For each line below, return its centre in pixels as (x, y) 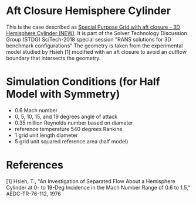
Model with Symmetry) (63, 94)
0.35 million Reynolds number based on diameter (74, 123)
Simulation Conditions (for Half (83, 82)
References (35, 165)
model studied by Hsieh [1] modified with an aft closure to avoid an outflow (96, 51)
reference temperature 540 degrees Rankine (68, 129)
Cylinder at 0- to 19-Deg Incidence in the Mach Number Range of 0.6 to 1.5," (98, 187)
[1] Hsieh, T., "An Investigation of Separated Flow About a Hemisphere (91, 181)
